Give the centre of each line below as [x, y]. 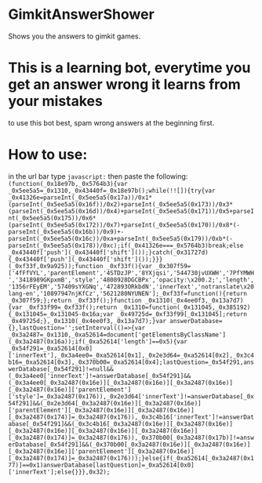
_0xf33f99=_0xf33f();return [71, 307]
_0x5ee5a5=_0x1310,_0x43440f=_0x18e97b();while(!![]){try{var [112, 191]
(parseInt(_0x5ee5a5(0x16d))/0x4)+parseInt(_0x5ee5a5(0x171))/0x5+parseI [131, 211]
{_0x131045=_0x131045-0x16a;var [61, 314]
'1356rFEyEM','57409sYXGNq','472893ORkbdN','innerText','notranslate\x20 [131, 287]
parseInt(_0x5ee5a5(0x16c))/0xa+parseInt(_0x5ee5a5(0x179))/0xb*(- [121, 238]
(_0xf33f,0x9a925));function [56, 266]
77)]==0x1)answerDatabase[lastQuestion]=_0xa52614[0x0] [101, 465]
